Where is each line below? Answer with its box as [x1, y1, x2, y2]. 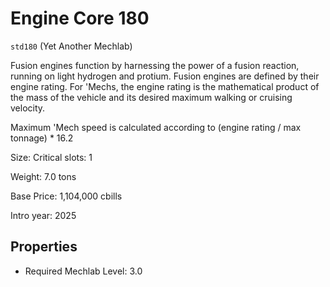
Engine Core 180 [10, 7, 150, 30]
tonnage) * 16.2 [10, 132, 74, 144]
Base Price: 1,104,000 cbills [10, 190, 123, 202]
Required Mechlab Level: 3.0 [24, 265, 143, 277]
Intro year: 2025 [10, 209, 77, 221]
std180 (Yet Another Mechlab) [10, 40, 133, 52]
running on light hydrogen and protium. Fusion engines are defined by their [10, 70, 320, 82]
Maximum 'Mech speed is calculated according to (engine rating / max [10, 121, 302, 133]
